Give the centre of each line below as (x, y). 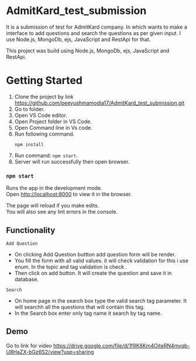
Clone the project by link (44, 96)
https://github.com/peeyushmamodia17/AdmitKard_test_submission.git (99, 103)
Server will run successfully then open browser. (72, 161)
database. (27, 279)
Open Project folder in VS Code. (53, 122)
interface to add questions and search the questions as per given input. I (94, 33)
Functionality (31, 230)
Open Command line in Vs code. (53, 127)
